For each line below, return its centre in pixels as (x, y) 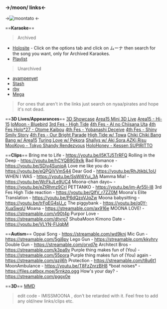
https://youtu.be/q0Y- (125, 203)
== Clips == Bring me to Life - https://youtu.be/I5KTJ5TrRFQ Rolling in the (80, 155)
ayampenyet (25, 78)
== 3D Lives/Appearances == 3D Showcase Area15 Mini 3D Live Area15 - (80, 119)
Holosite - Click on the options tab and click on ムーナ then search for (84, 48)
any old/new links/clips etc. (45, 301)
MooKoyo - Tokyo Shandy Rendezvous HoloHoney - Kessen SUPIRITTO (79, 145)
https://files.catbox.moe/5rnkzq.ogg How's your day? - (62, 271)
